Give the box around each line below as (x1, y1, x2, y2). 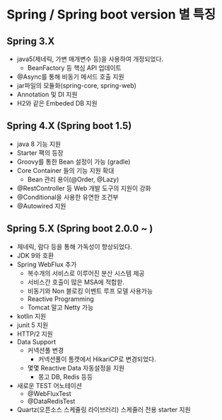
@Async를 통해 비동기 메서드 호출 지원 (16, 72, 124, 81)
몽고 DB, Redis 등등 (37, 373, 93, 381)
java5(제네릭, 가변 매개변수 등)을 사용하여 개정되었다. (16, 55, 164, 63)
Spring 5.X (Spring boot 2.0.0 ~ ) (6, 222, 153, 234)
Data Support (16, 337, 57, 346)
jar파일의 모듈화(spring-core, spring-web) (16, 81, 137, 89)
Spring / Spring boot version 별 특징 (6, 6, 216, 23)
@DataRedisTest (27, 397, 76, 405)
